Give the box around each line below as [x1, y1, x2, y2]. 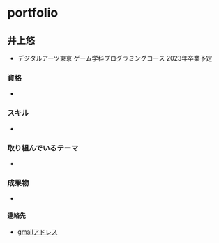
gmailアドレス [17, 228, 58, 236]
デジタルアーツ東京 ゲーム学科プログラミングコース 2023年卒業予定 [17, 54, 213, 62]
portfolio [7, 5, 59, 21]
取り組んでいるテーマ [7, 143, 79, 152]
